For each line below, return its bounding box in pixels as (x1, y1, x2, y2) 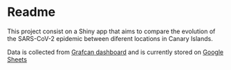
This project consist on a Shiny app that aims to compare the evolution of (7, 27, 216, 35)
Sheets (7, 55, 28, 63)
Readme (7, 4, 56, 20)
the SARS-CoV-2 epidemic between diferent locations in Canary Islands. (7, 34, 213, 42)
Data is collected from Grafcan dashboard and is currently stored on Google (7, 48, 223, 56)
